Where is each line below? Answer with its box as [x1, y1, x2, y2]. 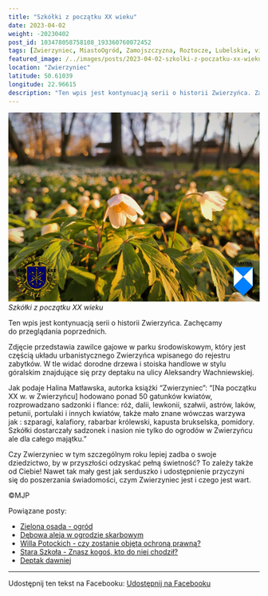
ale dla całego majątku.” [8, 434, 87, 443]
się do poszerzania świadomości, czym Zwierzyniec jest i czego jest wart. [8, 474, 251, 484]
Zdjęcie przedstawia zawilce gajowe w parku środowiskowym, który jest [8, 342, 246, 351]
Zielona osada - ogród [19, 521, 93, 531]
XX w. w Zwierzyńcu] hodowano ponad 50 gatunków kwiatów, [8, 391, 213, 401]
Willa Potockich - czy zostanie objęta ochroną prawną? [19, 538, 201, 548]
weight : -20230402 [8, 30, 69, 38]
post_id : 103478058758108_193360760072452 [8, 38, 152, 46]
